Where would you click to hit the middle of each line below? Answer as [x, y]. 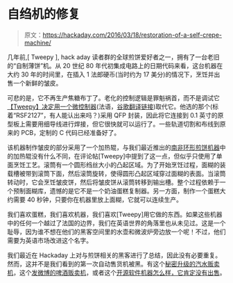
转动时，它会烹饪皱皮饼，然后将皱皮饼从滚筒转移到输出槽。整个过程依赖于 [113, 182]
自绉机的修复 [44, 14]
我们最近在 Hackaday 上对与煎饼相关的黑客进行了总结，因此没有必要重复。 [114, 255]
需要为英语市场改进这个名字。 [50, 240]
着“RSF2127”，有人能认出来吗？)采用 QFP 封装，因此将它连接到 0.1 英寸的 [113, 115]
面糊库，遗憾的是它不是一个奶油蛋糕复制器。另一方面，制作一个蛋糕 [122, 191]
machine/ [38, 42]
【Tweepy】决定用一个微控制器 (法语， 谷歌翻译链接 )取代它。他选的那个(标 [113, 106]
